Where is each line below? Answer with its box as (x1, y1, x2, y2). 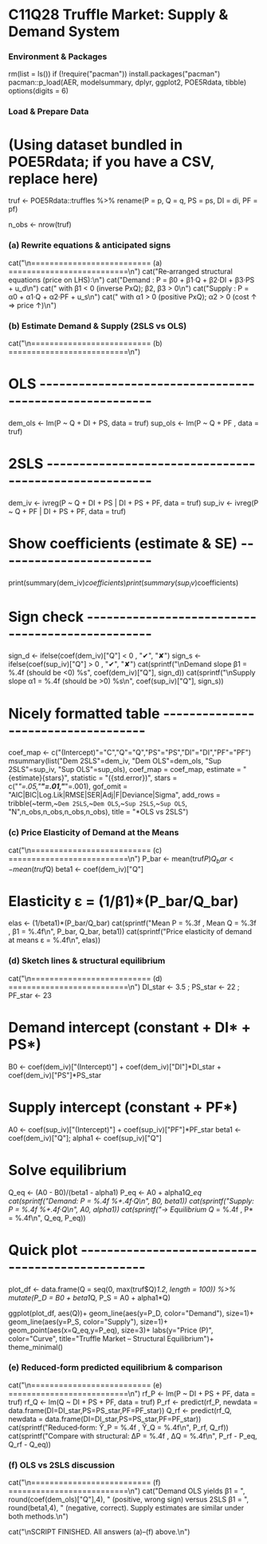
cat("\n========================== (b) (8, 338, 163, 348)
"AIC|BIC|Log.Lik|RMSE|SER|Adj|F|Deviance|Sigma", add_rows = (8, 790, 221, 800)
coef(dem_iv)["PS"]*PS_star (8, 1070, 102, 1079)
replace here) (8, 169, 99, 188)
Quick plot (8, 1241, 78, 1259)
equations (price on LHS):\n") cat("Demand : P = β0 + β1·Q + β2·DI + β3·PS (8, 275, 255, 284)
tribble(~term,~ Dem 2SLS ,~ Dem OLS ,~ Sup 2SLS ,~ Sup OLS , (8, 798, 187, 808)
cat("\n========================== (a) (8, 258, 163, 267)
